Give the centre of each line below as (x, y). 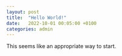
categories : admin (30, 29)
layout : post (23, 12)
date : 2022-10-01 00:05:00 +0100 (52, 23)
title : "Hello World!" (37, 18)
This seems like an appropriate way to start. (61, 46)
